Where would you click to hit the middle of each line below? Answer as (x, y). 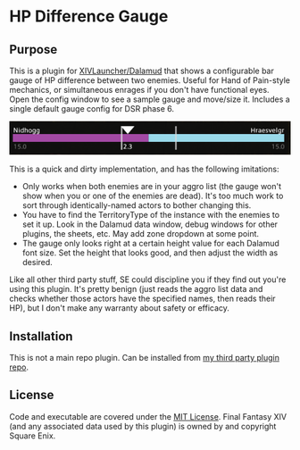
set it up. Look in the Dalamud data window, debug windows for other (150, 224)
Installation (41, 336)
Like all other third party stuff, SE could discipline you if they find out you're (148, 279)
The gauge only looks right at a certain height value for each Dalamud (150, 244)
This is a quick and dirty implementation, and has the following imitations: (144, 169)
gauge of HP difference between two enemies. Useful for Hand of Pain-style (150, 80)
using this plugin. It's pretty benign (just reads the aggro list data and (136, 289)
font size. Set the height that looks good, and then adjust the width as (150, 253)
